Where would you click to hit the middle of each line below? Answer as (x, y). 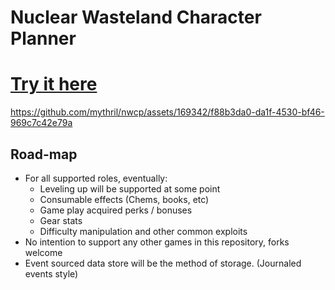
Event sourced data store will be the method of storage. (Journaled (163, 263)
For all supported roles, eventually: (96, 178)
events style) (51, 273)
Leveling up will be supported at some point (130, 188)
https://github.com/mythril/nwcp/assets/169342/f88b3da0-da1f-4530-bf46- (167, 112)
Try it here (54, 84)
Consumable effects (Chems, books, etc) (124, 199)
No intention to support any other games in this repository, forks (157, 242)
